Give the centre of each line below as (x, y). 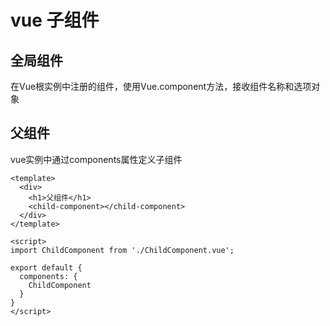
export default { (46, 267)
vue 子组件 (55, 20)
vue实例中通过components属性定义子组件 (96, 159)
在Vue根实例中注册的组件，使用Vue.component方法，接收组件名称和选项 (161, 86)
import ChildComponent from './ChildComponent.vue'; (122, 250)
